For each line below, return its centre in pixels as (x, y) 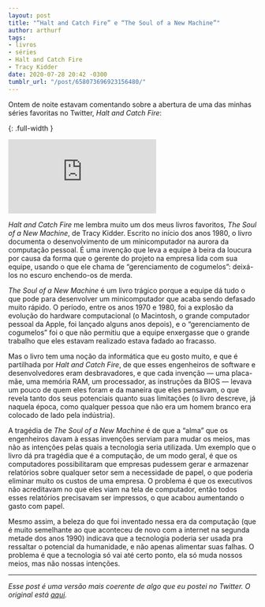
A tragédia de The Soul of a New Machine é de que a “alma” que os (118, 430)
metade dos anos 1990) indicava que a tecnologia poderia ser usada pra (125, 538)
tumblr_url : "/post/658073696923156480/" (77, 82)
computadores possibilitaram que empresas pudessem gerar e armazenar (129, 464)
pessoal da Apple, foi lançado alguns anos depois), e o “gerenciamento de (129, 324)
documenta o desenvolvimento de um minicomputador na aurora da (119, 241)
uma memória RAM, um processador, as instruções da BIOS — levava (139, 381)
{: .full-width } (31, 128)
